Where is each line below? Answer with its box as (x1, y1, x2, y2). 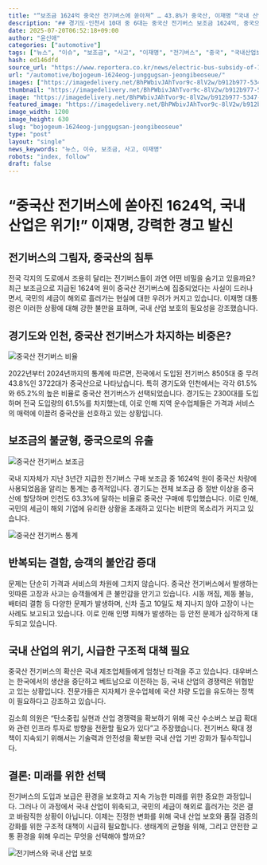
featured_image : (8, 100, 62, 108)
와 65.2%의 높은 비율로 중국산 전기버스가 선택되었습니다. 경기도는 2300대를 (8, 388, 244, 398)
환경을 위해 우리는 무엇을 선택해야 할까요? (16, 832, 145, 841)
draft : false (8, 160, 52, 168)
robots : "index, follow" (8, 152, 91, 160)
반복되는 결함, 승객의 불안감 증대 (8, 556, 157, 570)
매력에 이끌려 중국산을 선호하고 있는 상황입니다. (16, 408, 164, 418)
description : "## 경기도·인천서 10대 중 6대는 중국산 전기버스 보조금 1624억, (8, 19, 240, 27)
